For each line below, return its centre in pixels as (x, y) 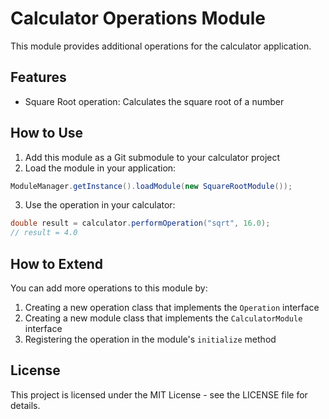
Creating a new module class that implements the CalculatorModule (163, 318)
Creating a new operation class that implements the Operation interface (172, 307)
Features (38, 77)
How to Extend (56, 263)
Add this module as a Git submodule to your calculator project (152, 157)
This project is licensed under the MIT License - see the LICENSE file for (159, 394)
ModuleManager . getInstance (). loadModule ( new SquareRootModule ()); (151, 186)
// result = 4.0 (44, 233)
